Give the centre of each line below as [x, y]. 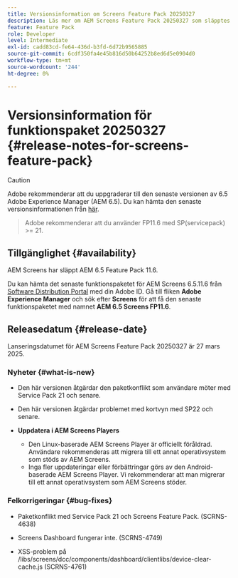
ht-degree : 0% [28, 73]
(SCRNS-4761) [65, 567]
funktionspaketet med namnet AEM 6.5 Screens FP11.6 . [89, 306]
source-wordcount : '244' [44, 67]
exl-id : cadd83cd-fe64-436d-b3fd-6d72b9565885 [77, 47]
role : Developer [31, 34]
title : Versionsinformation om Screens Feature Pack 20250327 [101, 14]
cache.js [30, 567]
